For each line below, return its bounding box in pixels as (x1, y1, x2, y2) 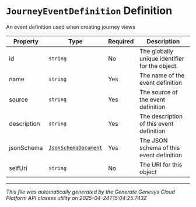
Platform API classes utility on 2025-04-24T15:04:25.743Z (6, 194, 147, 201)
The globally (139, 47, 174, 55)
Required (107, 37, 134, 45)
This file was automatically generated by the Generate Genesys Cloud (6, 188, 175, 195)
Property (13, 37, 39, 45)
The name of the (139, 71, 185, 80)
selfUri (9, 164, 27, 172)
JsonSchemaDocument (48, 144, 103, 151)
